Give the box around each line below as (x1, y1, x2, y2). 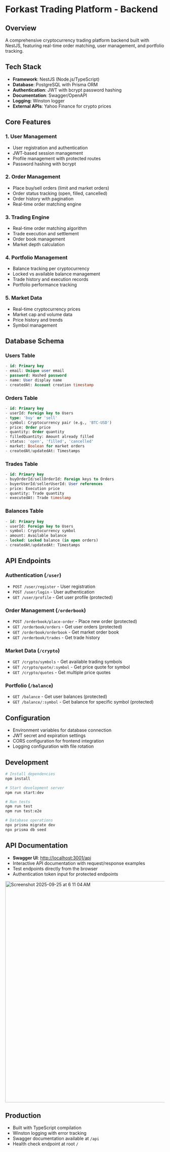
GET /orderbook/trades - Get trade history (12, 634, 100, 640)
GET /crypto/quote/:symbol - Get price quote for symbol (12, 664, 130, 670)
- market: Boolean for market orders (5, 444, 85, 449)
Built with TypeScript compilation (12, 1125, 82, 1131)
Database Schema (5, 337, 64, 345)
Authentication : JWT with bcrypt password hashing (12, 87, 122, 93)
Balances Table (5, 507, 44, 514)
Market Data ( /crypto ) (5, 647, 60, 654)
